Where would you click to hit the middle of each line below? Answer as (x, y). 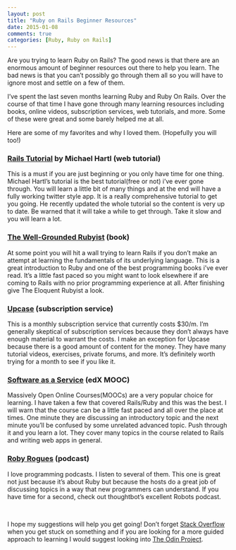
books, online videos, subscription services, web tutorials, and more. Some (116, 112)
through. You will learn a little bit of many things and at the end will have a (114, 189)
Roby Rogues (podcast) (48, 459)
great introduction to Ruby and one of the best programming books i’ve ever (118, 268)
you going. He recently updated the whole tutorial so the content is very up (116, 204)
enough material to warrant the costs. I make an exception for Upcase (108, 339)
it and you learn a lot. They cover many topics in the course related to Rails (116, 433)
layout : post (26, 14)
